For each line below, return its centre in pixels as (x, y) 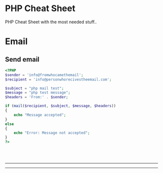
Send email (22, 59)
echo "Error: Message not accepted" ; (52, 133)
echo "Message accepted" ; (40, 115)
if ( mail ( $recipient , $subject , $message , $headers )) (61, 106)
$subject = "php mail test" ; (34, 88)
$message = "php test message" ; (38, 93)
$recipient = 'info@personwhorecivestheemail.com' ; (58, 79)
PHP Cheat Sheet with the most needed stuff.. (51, 22)
